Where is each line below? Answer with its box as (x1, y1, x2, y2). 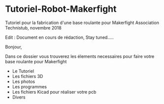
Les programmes (12, 83, 47, 89)
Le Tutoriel (12, 68, 34, 74)
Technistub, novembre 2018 (5, 25, 62, 30)
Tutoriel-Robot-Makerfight (5, 3, 117, 15)
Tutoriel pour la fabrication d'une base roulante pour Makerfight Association (5, 20, 159, 26)
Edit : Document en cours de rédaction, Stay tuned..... (5, 34, 114, 40)
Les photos (12, 78, 35, 84)
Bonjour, (5, 44, 22, 50)
